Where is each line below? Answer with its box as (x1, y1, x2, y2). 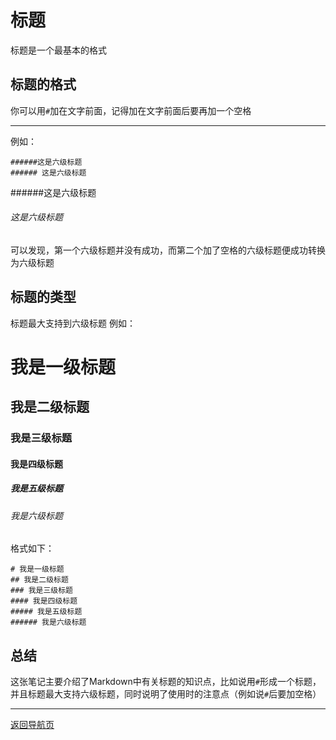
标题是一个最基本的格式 (10, 44, 107, 56)
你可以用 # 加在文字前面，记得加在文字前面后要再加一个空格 (10, 104, 252, 116)
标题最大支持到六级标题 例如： (10, 317, 136, 329)
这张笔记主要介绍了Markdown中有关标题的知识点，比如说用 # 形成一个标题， (10, 676, 322, 688)
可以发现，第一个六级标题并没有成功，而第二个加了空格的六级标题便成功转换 (10, 244, 326, 256)
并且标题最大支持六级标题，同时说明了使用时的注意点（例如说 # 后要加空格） (10, 688, 322, 700)
